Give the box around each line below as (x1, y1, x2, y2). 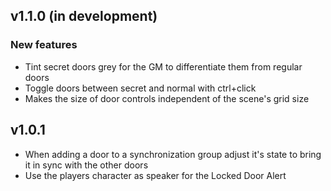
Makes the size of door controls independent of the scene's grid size (24, 92, 310, 104)
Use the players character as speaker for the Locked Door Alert (24, 169, 287, 181)
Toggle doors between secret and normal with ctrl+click (24, 82, 257, 94)
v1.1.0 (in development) (10, 8, 158, 25)
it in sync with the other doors (24, 159, 149, 171)
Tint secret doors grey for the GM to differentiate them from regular (24, 60, 303, 73)
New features (10, 38, 78, 52)
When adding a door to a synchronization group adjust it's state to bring (24, 148, 322, 160)
